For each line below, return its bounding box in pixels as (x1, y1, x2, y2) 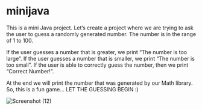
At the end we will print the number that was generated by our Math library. (6, 79, 193, 87)
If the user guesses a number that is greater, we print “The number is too (6, 48, 188, 55)
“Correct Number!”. (6, 67, 54, 75)
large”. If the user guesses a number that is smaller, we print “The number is (6, 55, 195, 62)
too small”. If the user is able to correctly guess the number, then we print (6, 61, 189, 69)
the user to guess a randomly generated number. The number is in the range (6, 30, 197, 37)
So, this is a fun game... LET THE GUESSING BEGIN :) (6, 85, 139, 93)
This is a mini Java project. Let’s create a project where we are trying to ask (6, 24, 194, 31)
